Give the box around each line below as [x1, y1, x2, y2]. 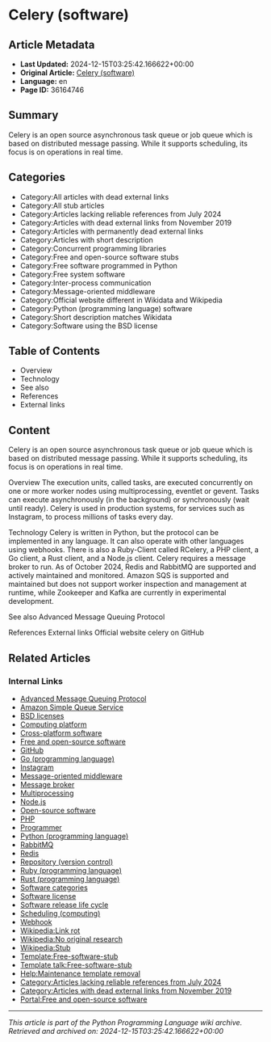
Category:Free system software [19, 269, 126, 279]
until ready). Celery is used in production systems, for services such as [8, 504, 245, 513]
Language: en [19, 77, 68, 86]
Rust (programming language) [19, 874, 120, 884]
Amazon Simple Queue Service [19, 702, 123, 712]
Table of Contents [8, 344, 101, 358]
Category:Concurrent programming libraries [19, 243, 167, 253]
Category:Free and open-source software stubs [19, 252, 179, 262]
